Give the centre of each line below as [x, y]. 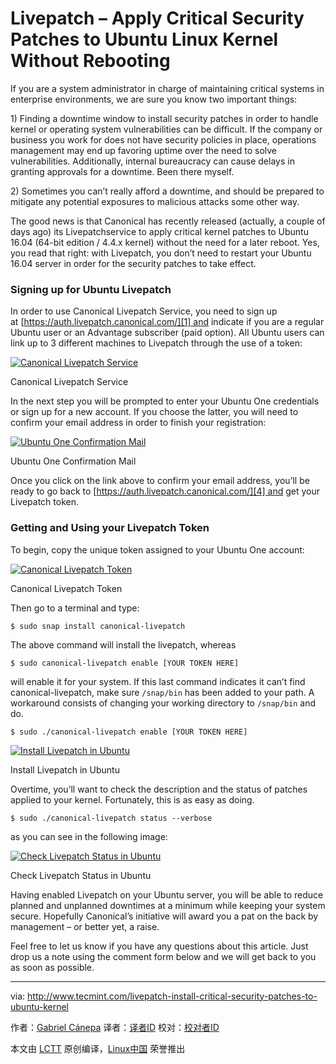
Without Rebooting [90, 61]
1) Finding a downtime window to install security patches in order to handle [164, 118]
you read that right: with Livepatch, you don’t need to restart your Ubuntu [161, 253]
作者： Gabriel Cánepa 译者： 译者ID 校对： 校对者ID [115, 1027]
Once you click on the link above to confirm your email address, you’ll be [160, 481]
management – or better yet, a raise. [85, 926]
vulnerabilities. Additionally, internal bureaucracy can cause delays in [152, 161]
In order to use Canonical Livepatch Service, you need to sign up [144, 311]
